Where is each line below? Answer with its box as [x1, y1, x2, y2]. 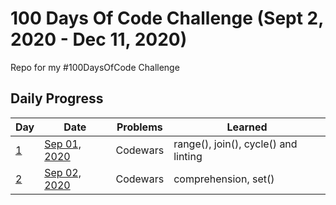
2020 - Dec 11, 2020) [10, 28, 188, 51]
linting [173, 149, 203, 163]
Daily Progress [10, 90, 104, 107]
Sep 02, [44, 165, 82, 179]
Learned [226, 120, 268, 134]
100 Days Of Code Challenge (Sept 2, [10, 7, 324, 30]
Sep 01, [44, 137, 82, 151]
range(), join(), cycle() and [173, 137, 298, 151]
